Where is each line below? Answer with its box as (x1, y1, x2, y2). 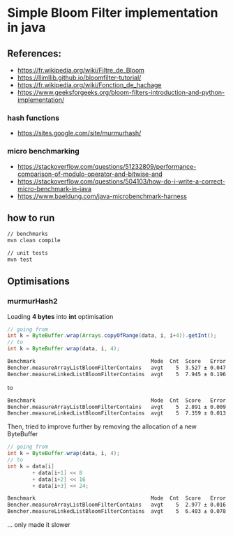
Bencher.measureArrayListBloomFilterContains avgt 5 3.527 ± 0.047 (7, 364, 227, 371)
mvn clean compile (7, 237, 61, 244)
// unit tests (7, 250, 49, 257)
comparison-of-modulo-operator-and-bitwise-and (17, 170, 163, 178)
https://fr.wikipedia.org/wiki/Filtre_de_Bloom (17, 66, 145, 74)
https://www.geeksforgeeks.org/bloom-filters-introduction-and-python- (17, 89, 225, 96)
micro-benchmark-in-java (17, 184, 92, 193)
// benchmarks (7, 230, 49, 238)
